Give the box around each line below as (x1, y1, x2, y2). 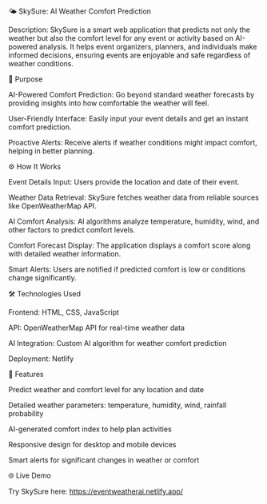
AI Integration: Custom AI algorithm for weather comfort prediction (8, 339, 227, 347)
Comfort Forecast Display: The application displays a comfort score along (8, 240, 251, 250)
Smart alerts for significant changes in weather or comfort (8, 455, 200, 465)
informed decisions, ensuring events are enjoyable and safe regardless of (8, 50, 251, 60)
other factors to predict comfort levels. (8, 225, 136, 234)
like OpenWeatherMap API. (8, 201, 98, 210)
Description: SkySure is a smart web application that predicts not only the (8, 25, 250, 34)
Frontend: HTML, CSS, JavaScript (8, 308, 120, 317)
